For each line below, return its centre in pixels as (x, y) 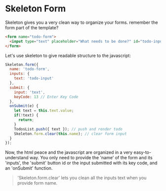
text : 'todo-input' (34, 78)
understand (17, 158)
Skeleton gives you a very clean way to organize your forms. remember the (82, 22)
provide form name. (37, 183)
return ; (26, 120)
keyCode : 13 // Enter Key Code (46, 97)
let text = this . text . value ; (44, 111)
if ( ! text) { (26, 115)
